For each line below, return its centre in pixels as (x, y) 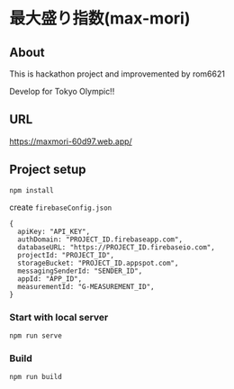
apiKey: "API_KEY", (54, 231)
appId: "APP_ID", (50, 279)
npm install (31, 190)
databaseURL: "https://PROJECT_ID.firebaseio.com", (117, 247)
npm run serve (36, 335)
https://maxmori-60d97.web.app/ (71, 141)
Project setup (48, 170)
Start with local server (59, 317)
